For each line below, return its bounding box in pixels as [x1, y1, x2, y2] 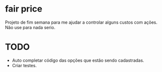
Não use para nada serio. [5, 24, 56, 30]
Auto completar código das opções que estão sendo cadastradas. [12, 57, 145, 63]
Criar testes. [12, 62, 37, 68]
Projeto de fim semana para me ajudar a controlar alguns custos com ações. [5, 19, 158, 25]
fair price [5, 3, 43, 14]
